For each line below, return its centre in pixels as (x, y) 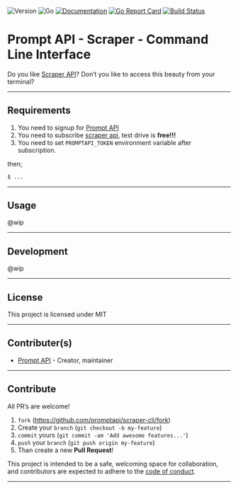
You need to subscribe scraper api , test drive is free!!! (97, 135)
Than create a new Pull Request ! (66, 450)
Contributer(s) (40, 343)
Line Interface (49, 55)
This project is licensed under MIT (57, 314)
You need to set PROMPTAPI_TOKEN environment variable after (104, 142)
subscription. (37, 150)
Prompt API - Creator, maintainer (65, 360)
